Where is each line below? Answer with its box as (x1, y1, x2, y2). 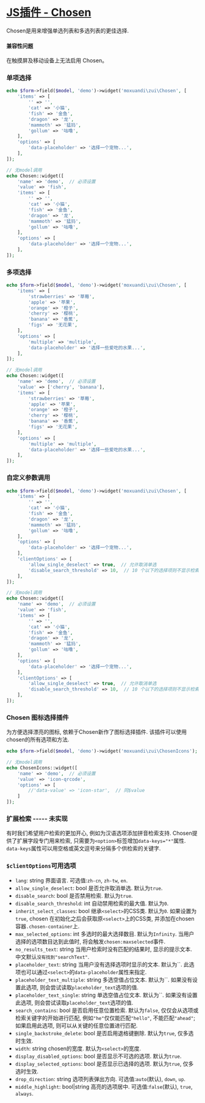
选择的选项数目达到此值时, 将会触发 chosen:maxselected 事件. (15, 937, 166, 945)
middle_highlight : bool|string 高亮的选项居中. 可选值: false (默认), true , (15, 1083, 193, 1090)
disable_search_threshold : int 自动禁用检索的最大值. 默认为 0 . (15, 900, 169, 907)
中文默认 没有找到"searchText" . (15, 953, 90, 960)
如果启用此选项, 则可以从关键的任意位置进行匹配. (15, 1022, 138, 1029)
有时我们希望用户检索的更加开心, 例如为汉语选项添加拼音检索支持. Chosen (6, 829, 192, 837)
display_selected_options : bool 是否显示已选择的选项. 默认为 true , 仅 (15, 1060, 189, 1067)
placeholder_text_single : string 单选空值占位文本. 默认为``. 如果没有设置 (15, 991, 198, 999)
